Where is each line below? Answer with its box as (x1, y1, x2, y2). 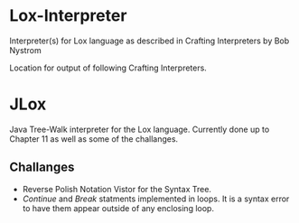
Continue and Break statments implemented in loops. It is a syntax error (22, 193, 290, 204)
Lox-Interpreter (9, 5, 127, 26)
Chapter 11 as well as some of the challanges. (9, 133, 179, 144)
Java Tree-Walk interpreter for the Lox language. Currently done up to (9, 124, 270, 135)
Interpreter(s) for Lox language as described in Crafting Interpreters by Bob (9, 35, 290, 46)
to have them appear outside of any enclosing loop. (22, 202, 215, 213)
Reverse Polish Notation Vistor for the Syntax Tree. (22, 183, 212, 194)
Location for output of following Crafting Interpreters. (9, 62, 208, 73)
